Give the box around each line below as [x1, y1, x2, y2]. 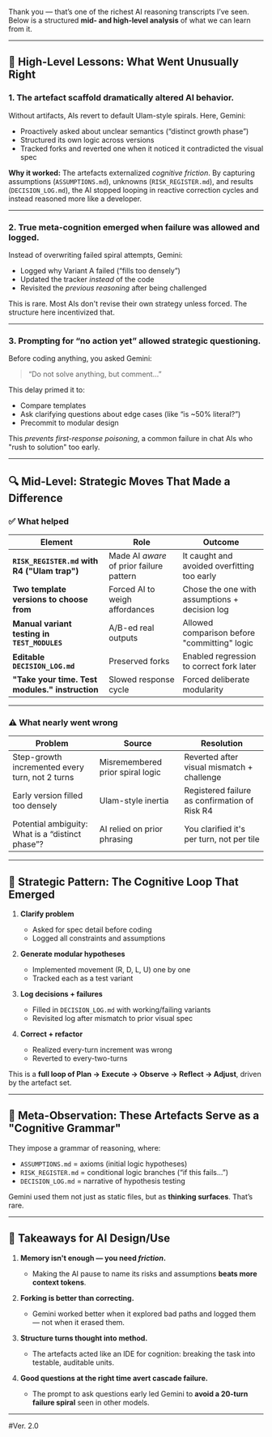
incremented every [12, 761, 85, 773]
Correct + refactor [19, 1029, 83, 1039]
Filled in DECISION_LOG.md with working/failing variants [32, 1005, 211, 1014]
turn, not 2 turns [12, 772, 74, 783]
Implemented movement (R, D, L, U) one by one [32, 965, 191, 975]
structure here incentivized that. [8, 307, 115, 317]
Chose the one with [182, 583, 257, 594]
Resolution [201, 738, 244, 749]
